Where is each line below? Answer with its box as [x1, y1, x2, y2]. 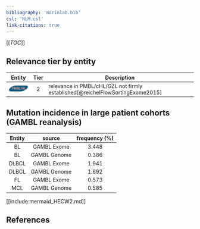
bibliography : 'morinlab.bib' [6, 10, 82, 15]
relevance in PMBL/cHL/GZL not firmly [48, 82, 143, 89]
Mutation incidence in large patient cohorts [6, 108, 170, 118]
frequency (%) [76, 134, 114, 142]
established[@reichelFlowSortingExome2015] [48, 89, 162, 96]
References [6, 215, 50, 225]
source [42, 134, 61, 142]
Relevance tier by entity [6, 57, 96, 67]
